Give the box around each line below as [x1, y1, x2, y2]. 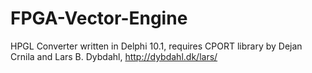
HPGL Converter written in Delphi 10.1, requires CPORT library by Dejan [10, 40, 303, 52]
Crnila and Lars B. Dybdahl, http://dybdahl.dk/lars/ [10, 50, 218, 62]
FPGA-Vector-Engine [10, 7, 188, 30]
